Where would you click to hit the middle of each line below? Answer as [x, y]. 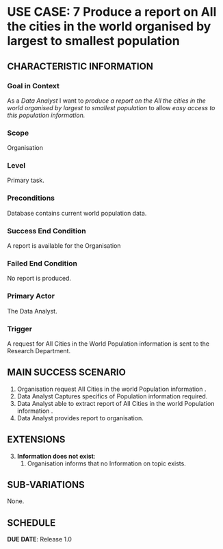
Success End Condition [47, 231]
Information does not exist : [56, 456]
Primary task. [26, 180]
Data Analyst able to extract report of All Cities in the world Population [116, 403]
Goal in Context [34, 86]
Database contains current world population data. [77, 213]
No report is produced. [39, 279]
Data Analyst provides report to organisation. [80, 418]
